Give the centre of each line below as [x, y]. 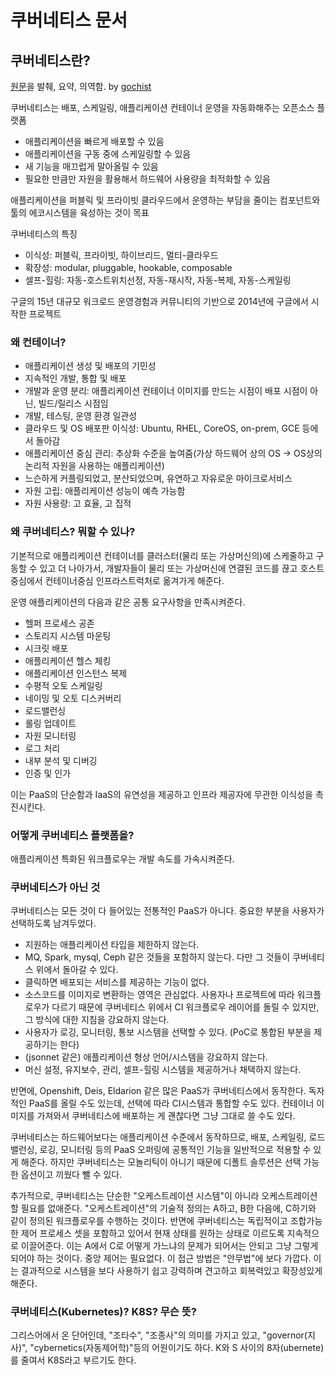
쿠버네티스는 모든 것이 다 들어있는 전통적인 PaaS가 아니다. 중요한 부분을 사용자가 [167, 911]
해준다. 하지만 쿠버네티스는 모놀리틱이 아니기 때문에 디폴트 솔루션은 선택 [161, 1162]
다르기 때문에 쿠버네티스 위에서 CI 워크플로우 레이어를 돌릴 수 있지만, [185, 1007]
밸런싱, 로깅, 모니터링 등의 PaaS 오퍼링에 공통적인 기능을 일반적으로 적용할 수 [161, 1150]
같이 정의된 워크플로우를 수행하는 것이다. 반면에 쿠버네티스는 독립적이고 [149, 1221]
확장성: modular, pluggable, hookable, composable [128, 267]
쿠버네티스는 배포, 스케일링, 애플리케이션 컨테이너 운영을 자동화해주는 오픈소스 [162, 107]
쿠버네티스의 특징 [44, 234]
